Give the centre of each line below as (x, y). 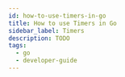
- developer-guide (47, 61)
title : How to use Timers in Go (62, 23)
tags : (17, 46)
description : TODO (39, 38)
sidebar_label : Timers (46, 30)
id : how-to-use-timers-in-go (57, 16)
